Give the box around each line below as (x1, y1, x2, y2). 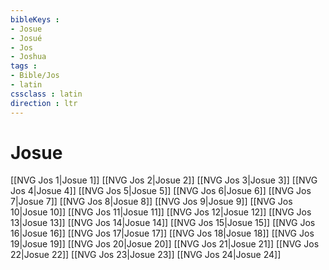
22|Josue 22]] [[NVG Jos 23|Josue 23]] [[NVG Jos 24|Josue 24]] (10, 249, 282, 261)
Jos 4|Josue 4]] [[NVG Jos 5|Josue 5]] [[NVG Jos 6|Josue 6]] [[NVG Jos (10, 185, 312, 197)
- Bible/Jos (10, 71, 60, 81)
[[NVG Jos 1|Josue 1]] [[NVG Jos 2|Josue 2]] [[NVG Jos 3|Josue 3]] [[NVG (10, 174, 318, 186)
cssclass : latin (10, 89, 83, 99)
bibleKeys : (10, 14, 60, 25)
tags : (10, 61, 38, 71)
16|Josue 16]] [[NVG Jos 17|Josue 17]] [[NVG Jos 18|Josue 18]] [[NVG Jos (10, 227, 315, 240)
